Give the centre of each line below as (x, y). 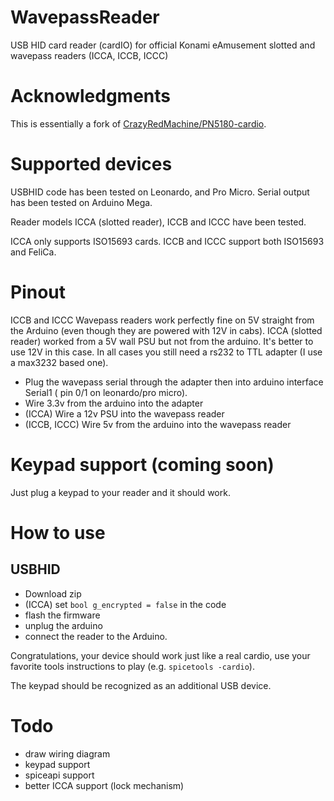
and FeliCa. (33, 252)
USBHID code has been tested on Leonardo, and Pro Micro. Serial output (160, 192)
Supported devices (91, 164)
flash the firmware (62, 615)
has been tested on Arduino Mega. (81, 202)
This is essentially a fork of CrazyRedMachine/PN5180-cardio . (138, 123)
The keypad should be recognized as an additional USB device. (141, 685)
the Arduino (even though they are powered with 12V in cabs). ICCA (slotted (166, 330)
